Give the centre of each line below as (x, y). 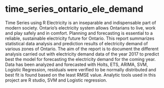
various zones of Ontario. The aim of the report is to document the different (82, 49)
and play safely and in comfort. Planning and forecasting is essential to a (79, 33)
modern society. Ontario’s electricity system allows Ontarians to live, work (80, 28)
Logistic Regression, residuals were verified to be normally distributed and (81, 69)
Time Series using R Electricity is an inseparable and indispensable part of (81, 23)
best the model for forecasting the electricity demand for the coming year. (81, 59)
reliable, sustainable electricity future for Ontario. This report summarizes (80, 38)
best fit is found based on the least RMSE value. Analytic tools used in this (81, 75)
